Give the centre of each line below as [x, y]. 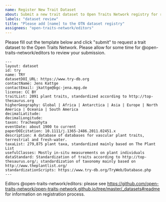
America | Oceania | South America [42, 109]
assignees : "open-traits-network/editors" [49, 28]
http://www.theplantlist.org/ [36, 166]
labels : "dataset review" [32, 19]
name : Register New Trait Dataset [41, 10]
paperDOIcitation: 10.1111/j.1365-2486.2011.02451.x [61, 131]
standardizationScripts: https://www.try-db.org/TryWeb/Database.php [78, 170]
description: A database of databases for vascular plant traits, [75, 136]
